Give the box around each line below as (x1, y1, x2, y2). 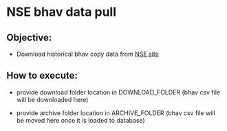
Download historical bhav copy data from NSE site (16, 50, 159, 58)
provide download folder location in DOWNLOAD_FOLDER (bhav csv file (16, 88, 221, 97)
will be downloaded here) (16, 95, 89, 103)
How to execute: (6, 70, 78, 81)
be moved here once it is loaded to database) (16, 116, 145, 124)
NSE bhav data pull (6, 4, 117, 20)
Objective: (6, 32, 52, 43)
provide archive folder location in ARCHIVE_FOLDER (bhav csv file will (16, 108, 215, 117)
